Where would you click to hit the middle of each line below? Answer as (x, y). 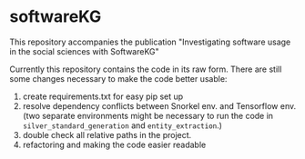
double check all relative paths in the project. (107, 134)
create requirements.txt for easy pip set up (103, 96)
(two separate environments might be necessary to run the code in (148, 115)
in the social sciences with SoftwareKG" (84, 51)
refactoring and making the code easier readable (114, 144)
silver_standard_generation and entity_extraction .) (122, 125)
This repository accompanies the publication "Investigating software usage (150, 42)
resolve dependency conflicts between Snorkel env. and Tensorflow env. (159, 105)
